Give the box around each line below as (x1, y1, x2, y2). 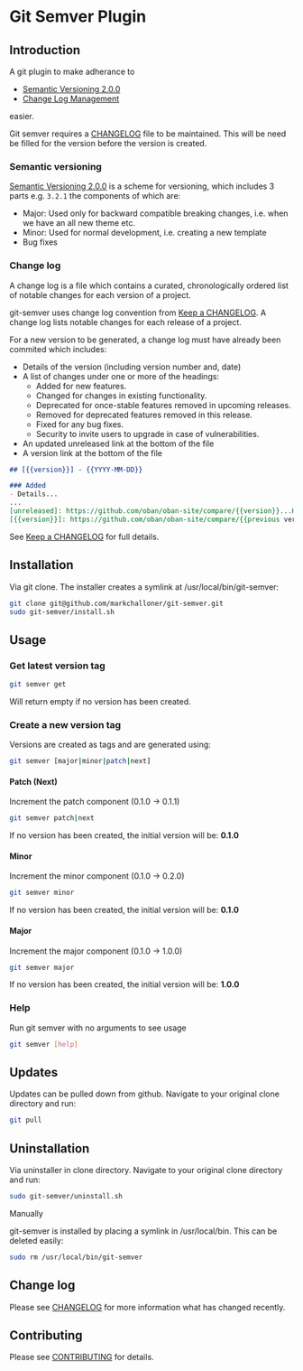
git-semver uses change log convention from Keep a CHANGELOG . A (9, 307, 267, 318)
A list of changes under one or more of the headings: (22, 370, 219, 381)
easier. (9, 111, 34, 121)
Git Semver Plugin (9, 6, 147, 27)
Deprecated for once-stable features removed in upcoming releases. (35, 399, 291, 410)
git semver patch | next (9, 814, 95, 823)
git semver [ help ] (9, 1040, 78, 1049)
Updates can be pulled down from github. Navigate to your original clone (9, 1088, 280, 1099)
